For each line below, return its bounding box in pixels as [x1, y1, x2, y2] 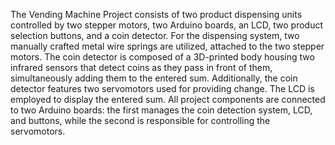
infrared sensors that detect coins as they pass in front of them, [10, 62, 273, 73]
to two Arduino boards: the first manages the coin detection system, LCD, [10, 104, 313, 116]
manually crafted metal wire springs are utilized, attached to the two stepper [10, 40, 325, 52]
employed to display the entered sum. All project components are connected [10, 94, 326, 105]
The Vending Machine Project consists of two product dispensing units [10, 9, 303, 20]
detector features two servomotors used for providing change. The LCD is [10, 83, 315, 94]
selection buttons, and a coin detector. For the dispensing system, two [10, 30, 300, 41]
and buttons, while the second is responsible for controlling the [10, 115, 271, 126]
